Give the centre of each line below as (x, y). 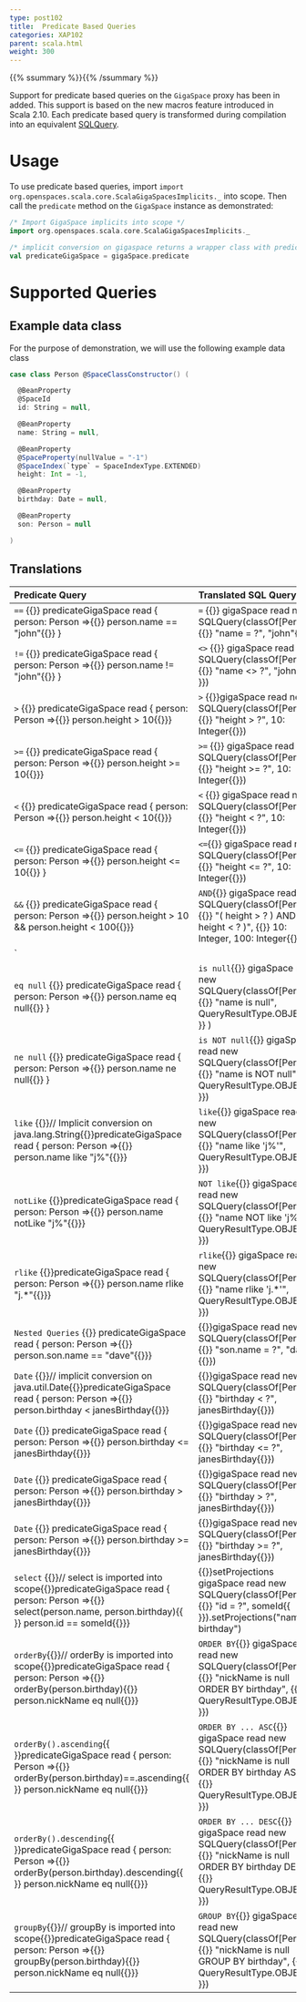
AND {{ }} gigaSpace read (248, 892)
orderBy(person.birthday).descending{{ (99, 1872)
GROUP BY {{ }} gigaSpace (248, 1915)
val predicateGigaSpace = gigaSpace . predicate (99, 256)
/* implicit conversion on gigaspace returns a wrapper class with (140, 247)
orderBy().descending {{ (65, 1838)
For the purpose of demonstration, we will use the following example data (147, 348)
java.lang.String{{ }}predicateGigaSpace (98, 1134)
